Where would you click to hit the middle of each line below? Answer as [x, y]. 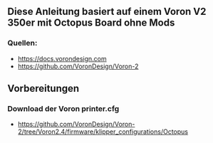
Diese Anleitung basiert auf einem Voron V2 [107, 12]
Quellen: [22, 43]
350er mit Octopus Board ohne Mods [91, 23]
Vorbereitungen [43, 89]
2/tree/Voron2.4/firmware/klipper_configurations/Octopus [103, 132]
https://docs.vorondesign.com [62, 58]
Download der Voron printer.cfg [63, 108]
